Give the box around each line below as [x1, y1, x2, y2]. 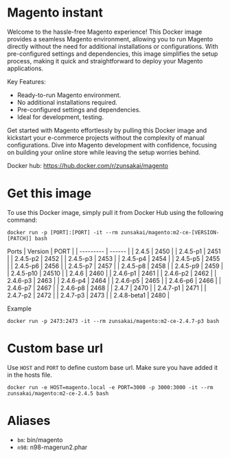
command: [7, 216, 38, 224]
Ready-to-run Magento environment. [16, 91, 122, 99]
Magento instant [7, 5, 103, 21]
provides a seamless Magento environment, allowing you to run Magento [7, 34, 214, 43]
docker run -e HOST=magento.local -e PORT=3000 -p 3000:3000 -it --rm [7, 384, 214, 391]
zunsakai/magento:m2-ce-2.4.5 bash [7, 390, 109, 397]
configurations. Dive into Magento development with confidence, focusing [7, 140, 218, 149]
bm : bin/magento [16, 435, 63, 444]
